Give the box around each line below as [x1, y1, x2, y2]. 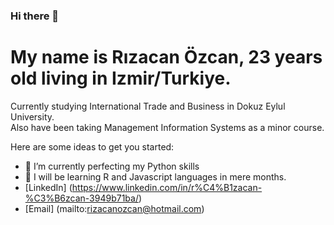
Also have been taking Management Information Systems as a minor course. [10, 121, 325, 133]
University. [10, 110, 55, 123]
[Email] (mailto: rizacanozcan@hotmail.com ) [24, 202, 205, 214]
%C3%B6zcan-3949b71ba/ [24, 192, 139, 204]
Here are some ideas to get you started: [10, 140, 175, 153]
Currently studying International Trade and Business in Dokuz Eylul [10, 100, 286, 112]
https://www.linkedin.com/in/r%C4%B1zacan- [71, 181, 263, 193]
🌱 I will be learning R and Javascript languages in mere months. [24, 170, 287, 183]
